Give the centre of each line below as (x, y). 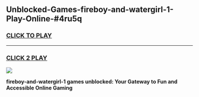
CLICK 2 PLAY (27, 58)
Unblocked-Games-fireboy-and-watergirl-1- (90, 10)
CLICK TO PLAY (29, 36)
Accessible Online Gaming (39, 88)
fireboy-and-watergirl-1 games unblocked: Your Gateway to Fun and (92, 81)
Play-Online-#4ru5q (44, 19)
